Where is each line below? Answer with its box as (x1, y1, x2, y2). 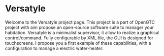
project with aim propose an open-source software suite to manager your (5, 24, 154, 30)
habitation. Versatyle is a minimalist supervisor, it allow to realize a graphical (5, 29, 160, 35)
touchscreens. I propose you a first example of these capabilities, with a (5, 40, 151, 46)
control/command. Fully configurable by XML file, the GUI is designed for (5, 35, 154, 41)
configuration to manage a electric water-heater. (5, 45, 103, 51)
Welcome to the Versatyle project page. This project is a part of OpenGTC (5, 19, 155, 25)
